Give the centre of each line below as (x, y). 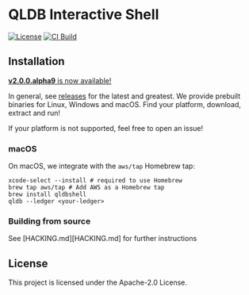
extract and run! (34, 113)
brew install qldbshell (48, 195)
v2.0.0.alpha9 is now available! (60, 80)
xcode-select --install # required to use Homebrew (95, 181)
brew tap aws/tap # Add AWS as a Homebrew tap (86, 188)
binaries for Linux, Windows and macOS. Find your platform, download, (125, 104)
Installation (36, 61)
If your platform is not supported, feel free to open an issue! (106, 128)
